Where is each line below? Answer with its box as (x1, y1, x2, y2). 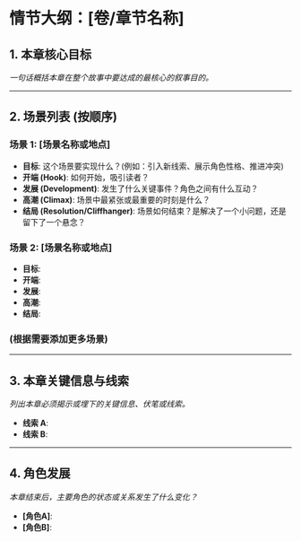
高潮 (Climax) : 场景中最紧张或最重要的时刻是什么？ (21, 194, 211, 205)
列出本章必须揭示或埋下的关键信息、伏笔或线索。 (9, 398, 190, 409)
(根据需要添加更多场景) (9, 333, 108, 345)
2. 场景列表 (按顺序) (9, 109, 118, 125)
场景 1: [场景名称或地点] (9, 138, 110, 151)
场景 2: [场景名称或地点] (9, 241, 113, 254)
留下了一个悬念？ (21, 216, 86, 227)
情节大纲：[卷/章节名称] (9, 8, 185, 29)
